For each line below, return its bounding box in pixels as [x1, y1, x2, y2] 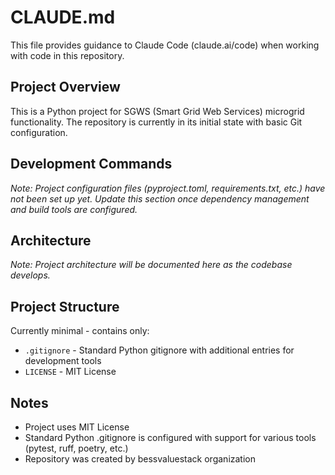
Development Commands [10, 156, 173, 173]
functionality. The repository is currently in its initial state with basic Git [10, 116, 303, 128]
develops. [10, 269, 51, 281]
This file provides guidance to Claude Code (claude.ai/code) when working [10, 39, 320, 51]
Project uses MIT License [24, 421, 130, 433]
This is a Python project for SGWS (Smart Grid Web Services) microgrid [10, 105, 305, 117]
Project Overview [10, 79, 121, 96]
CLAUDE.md [10, 6, 116, 29]
